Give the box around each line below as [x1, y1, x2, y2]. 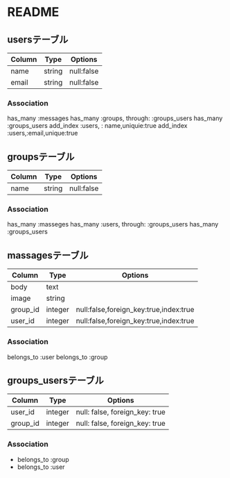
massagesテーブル [7, 249, 89, 261]
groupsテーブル [7, 151, 75, 163]
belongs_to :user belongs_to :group [7, 352, 108, 361]
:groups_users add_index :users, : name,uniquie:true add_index [7, 122, 188, 130]
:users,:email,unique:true [7, 129, 78, 138]
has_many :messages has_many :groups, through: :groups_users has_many [7, 114, 223, 122]
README [7, 4, 60, 20]
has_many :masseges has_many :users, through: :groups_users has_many [7, 220, 219, 229]
